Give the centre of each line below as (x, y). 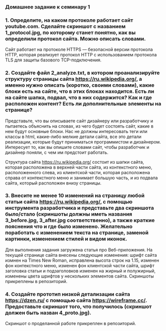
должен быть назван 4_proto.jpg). (48, 313)
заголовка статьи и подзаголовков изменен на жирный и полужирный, (81, 271)
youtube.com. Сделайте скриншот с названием (65, 26)
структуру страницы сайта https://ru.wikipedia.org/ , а (74, 79)
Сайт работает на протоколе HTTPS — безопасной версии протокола (79, 49)
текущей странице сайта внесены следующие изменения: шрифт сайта (81, 255)
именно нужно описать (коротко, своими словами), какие (80, 85)
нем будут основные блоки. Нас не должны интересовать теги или (76, 131)
